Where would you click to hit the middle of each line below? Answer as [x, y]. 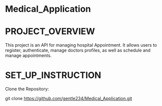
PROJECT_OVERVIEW [50, 32]
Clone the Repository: [27, 89]
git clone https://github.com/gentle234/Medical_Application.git [69, 99]
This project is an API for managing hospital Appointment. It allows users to [81, 45]
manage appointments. [28, 55]
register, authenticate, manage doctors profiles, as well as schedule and [78, 51]
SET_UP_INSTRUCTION [53, 75]
